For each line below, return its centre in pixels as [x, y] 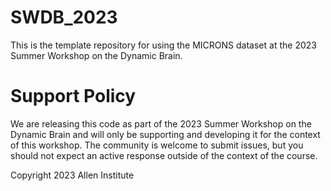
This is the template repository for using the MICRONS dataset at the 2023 [163, 45]
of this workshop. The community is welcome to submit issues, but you [157, 145]
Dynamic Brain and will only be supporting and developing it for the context [165, 134]
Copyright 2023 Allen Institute [72, 175]
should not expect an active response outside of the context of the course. [164, 155]
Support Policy [73, 96]
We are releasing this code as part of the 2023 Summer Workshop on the [161, 123]
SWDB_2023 [64, 17]
